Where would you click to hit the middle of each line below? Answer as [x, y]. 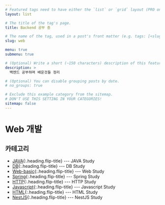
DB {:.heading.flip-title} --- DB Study [49, 166]
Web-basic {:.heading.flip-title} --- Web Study [58, 171]
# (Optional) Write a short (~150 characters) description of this [76, 63]
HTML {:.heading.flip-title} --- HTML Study [55, 192]
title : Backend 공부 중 [28, 27]
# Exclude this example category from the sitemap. [59, 94]
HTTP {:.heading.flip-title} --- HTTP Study [54, 182]
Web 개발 [24, 129]
